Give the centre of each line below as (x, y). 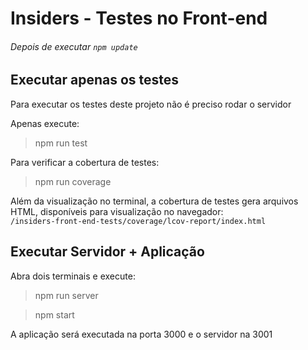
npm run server (66, 295)
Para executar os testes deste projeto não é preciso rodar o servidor (151, 104)
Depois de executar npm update (74, 46)
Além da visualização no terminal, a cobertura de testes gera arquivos (154, 201)
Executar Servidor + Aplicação (107, 252)
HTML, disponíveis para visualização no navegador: (117, 211)
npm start (54, 314)
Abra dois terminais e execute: (73, 276)
